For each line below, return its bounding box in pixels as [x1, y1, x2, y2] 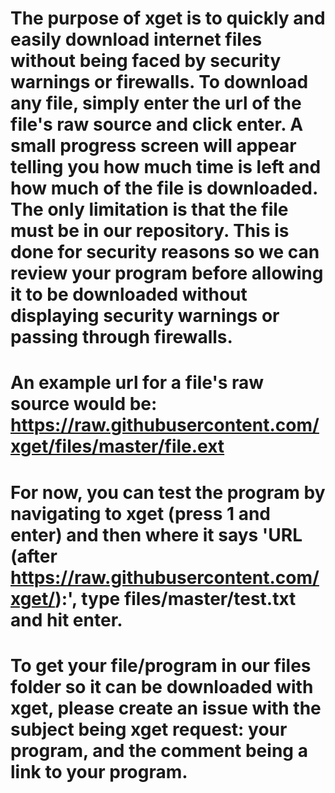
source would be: [10, 393, 158, 416]
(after [10, 545, 58, 567]
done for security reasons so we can [10, 241, 320, 264]
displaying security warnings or [10, 305, 280, 327]
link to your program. [10, 760, 188, 783]
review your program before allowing [10, 262, 324, 285]
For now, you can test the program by [10, 481, 326, 504]
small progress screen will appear [10, 135, 297, 157]
